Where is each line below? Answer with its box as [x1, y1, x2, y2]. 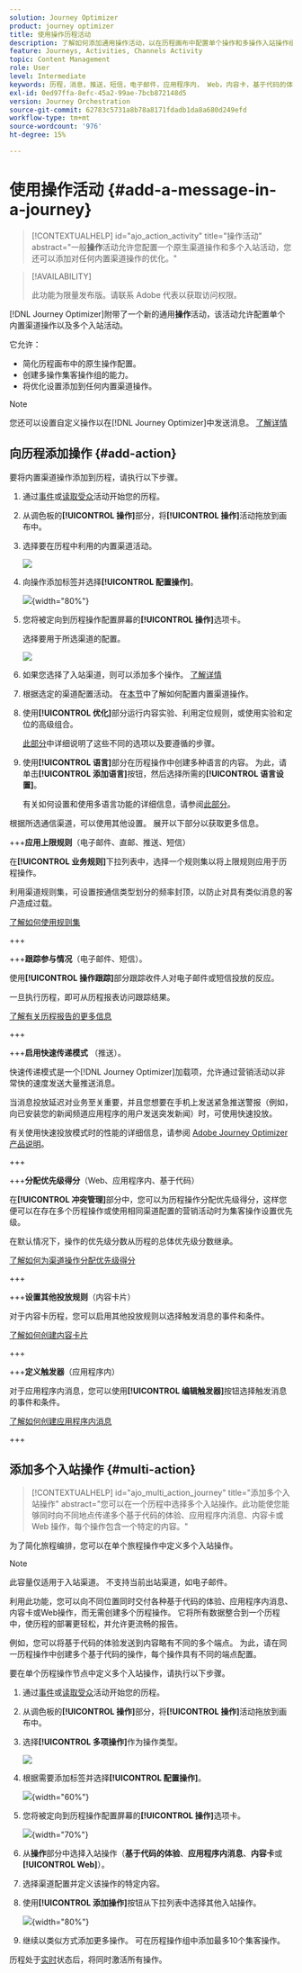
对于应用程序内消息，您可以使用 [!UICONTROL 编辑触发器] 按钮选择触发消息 [9, 1385, 288, 1396]
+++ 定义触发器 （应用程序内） [9, 1365, 120, 1377]
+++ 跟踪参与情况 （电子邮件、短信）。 [9, 953, 147, 964]
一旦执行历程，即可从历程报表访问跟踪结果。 [9, 991, 175, 1002]
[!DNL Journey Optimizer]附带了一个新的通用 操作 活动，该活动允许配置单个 [9, 308, 286, 320]
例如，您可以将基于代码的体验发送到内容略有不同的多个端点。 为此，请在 [9, 1637, 280, 1648]
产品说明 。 [9, 1138, 49, 1149]
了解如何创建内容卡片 [9, 1329, 88, 1340]
